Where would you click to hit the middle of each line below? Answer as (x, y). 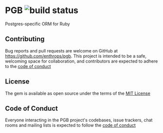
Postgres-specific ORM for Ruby (37, 24)
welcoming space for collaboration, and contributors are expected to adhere (81, 61)
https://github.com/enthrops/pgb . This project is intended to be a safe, (76, 56)
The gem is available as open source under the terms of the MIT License (78, 93)
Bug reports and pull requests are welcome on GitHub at (62, 50)
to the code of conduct (28, 66)
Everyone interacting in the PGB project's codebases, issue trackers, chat (79, 120)
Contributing (25, 39)
